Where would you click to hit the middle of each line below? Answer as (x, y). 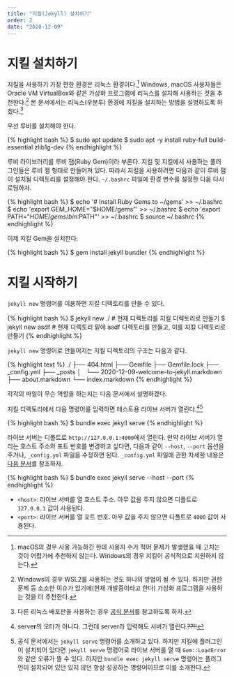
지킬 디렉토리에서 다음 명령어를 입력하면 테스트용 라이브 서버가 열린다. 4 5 (105, 408)
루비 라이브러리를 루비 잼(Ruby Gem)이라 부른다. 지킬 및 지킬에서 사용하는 (108, 162)
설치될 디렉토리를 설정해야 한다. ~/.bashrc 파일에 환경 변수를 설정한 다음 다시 (119, 179)
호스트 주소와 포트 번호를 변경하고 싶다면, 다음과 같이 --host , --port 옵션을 (122, 446)
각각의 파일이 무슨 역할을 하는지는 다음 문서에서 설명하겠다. (87, 394)
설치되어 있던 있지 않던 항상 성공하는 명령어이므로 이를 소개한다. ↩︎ (120, 667)
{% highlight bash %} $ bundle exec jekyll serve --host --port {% (101, 477)
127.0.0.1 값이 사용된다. (51, 508)
